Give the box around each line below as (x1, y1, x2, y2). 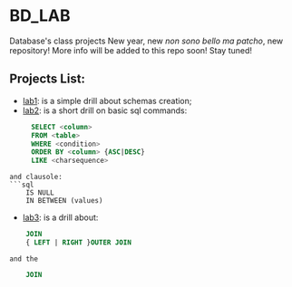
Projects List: (9, 72, 86, 87)
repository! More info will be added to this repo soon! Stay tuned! (9, 44, 252, 55)
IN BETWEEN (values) (25, 196, 103, 206)
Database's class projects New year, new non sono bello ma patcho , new (9, 35, 284, 46)
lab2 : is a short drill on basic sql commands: (22, 105, 188, 116)
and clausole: (9, 173, 63, 182)
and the (9, 254, 39, 263)
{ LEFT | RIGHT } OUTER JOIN (25, 238, 131, 247)
